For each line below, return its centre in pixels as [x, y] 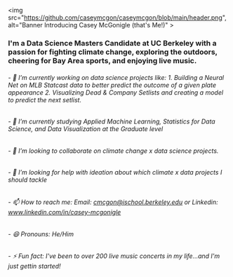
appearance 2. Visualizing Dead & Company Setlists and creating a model [116, 92]
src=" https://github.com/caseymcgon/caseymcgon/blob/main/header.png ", [117, 18]
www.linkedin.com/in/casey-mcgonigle [65, 212]
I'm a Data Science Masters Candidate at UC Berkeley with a [112, 43]
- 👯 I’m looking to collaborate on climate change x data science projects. [113, 151]
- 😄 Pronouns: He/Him [41, 234]
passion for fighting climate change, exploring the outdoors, [113, 52]
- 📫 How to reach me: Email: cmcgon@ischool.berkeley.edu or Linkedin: [113, 202]
